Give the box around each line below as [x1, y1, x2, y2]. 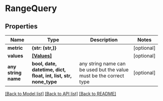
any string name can [79, 60, 126, 67]
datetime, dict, [32, 66, 66, 73]
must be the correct [79, 72, 125, 79]
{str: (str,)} [32, 44, 57, 51]
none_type [32, 78, 57, 85]
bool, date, [32, 60, 57, 67]
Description [90, 37, 118, 43]
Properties [5, 22, 38, 30]
